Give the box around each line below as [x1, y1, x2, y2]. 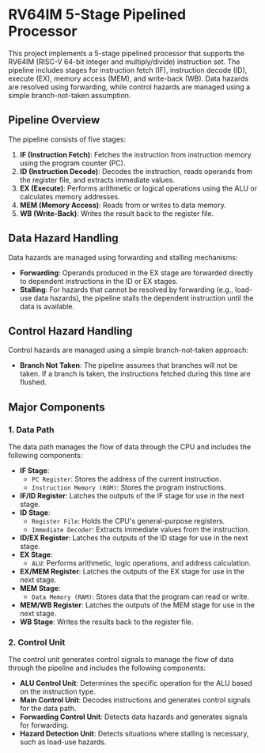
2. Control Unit [8, 637, 66, 648]
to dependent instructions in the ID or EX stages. [19, 276, 178, 286]
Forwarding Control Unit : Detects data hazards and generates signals [19, 712, 248, 721]
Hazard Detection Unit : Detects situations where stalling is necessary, [19, 729, 249, 739]
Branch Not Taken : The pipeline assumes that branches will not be [19, 361, 238, 370]
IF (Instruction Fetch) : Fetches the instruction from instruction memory [19, 149, 252, 159]
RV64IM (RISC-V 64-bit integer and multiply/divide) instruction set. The [8, 57, 240, 66]
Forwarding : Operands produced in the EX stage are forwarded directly [19, 267, 254, 278]
